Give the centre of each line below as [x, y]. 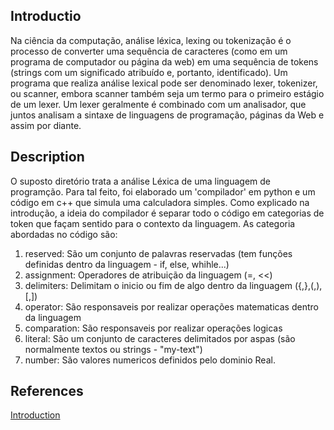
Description [47, 157]
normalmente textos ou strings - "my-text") [113, 349]
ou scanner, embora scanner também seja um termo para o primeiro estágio [167, 93]
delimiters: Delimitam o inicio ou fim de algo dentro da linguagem [158, 285]
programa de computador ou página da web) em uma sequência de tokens [164, 61]
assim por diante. [46, 125]
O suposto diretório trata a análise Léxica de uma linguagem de [141, 181]
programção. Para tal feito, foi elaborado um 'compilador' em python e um [163, 191]
